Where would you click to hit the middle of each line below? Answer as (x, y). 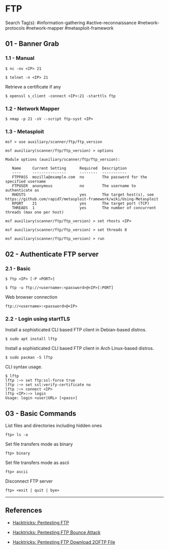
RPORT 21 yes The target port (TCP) (81, 204)
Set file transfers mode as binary (39, 444)
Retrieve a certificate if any (33, 86)
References (24, 511)
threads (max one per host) (35, 212)
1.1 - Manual (20, 58)
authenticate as (22, 191)
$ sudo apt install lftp (31, 339)
